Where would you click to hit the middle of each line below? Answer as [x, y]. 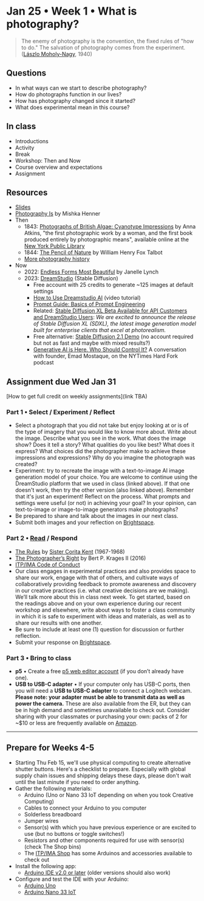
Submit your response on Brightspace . [63, 642]
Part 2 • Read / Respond [42, 539]
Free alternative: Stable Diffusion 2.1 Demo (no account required [113, 337]
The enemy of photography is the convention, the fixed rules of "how [107, 41]
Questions [26, 73]
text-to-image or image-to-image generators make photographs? [97, 509]
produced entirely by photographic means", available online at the [107, 239]
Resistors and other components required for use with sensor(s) [104, 840]
